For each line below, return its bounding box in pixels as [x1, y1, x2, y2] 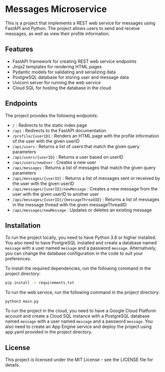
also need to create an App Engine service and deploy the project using [5, 324, 152, 330]
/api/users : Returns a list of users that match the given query [12, 143, 140, 149]
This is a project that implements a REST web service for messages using [5, 20, 156, 26]
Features [5, 45, 33, 53]
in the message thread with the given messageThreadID [12, 201, 127, 207]
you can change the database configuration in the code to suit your [5, 250, 143, 256]
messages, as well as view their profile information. [5, 30, 110, 36]
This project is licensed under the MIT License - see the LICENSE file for [5, 357, 153, 363]
